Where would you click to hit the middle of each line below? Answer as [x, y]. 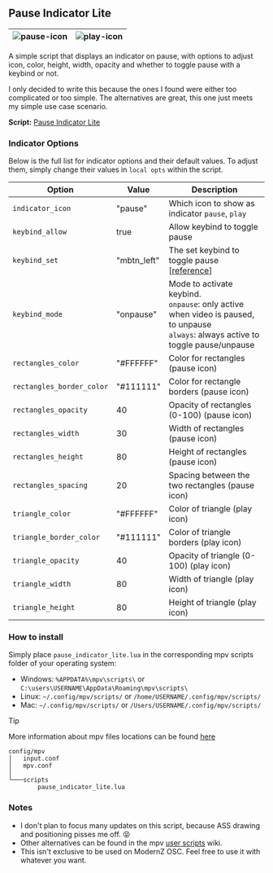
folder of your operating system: [63, 664]
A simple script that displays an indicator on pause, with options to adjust [131, 55]
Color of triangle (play [210, 509]
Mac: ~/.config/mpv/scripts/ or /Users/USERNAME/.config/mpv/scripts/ [141, 705]
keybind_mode [38, 314]
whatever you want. [53, 860]
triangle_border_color [56, 537]
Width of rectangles [206, 428]
